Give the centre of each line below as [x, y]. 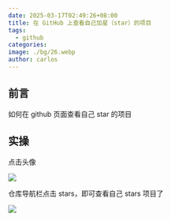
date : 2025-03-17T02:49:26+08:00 [63, 15]
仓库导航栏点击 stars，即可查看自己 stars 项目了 [86, 193]
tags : [17, 30]
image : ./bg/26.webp [42, 52]
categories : [28, 45]
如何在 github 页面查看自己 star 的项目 [70, 114]
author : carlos [33, 60]
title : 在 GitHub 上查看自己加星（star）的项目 [80, 23]
